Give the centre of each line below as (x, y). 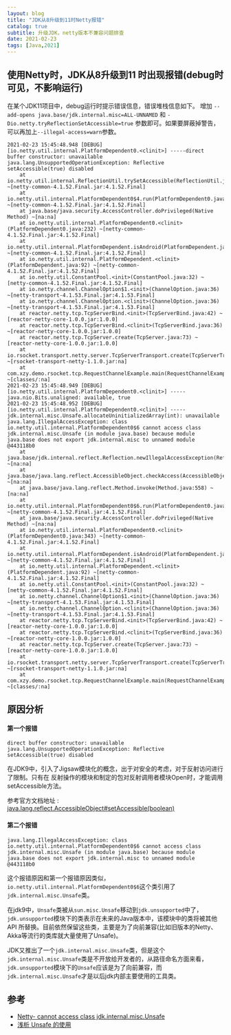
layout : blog (26, 13)
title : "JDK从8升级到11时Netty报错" (56, 20)
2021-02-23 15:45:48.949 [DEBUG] (55, 385)
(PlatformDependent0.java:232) (52, 229)
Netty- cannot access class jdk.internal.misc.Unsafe (91, 1016)
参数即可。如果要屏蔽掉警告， (177, 123)
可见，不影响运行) (45, 88)
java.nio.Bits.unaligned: (44, 397)
